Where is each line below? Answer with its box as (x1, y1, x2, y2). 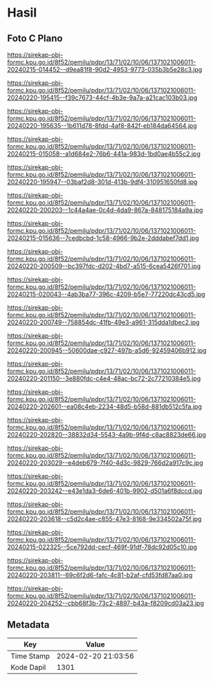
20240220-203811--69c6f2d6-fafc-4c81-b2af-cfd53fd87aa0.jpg (7, 571, 193, 579)
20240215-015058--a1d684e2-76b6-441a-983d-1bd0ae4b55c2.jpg (7, 150, 201, 158)
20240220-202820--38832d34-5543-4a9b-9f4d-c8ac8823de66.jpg (7, 431, 206, 438)
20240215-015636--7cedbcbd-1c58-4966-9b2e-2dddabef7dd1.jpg (7, 234, 199, 242)
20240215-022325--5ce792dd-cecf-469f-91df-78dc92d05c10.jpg (7, 543, 197, 551)
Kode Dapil (10, 662, 46, 672)
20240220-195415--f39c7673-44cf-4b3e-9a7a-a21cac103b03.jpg (7, 93, 198, 102)
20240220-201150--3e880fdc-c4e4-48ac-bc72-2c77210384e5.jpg (7, 375, 201, 382)
